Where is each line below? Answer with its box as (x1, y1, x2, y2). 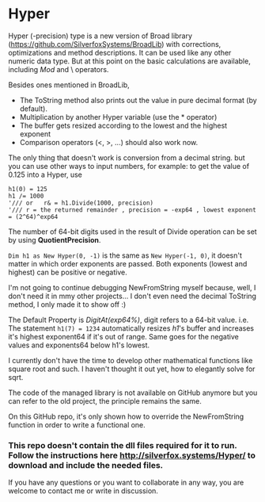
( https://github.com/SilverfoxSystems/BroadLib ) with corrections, (8, 39, 221, 48)
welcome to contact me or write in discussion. (8, 486, 158, 496)
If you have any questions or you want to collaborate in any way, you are (8, 477, 244, 488)
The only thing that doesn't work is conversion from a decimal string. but (8, 152, 245, 163)
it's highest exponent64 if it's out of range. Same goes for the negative (8, 331, 239, 341)
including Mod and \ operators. (8, 64, 109, 74)
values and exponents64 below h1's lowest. (8, 340, 150, 350)
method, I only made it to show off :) (8, 299, 127, 309)
